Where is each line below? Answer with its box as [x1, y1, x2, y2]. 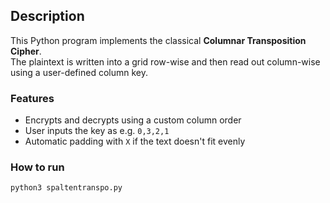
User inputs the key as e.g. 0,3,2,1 [24, 125, 170, 137]
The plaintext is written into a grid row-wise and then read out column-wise [10, 55, 321, 68]
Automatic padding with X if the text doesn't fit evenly [24, 135, 246, 148]
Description [10, 8, 85, 25]
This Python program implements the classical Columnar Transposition [10, 34, 307, 46]
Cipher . [10, 45, 42, 57]
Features [10, 91, 55, 105]
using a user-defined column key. [10, 66, 148, 78]
